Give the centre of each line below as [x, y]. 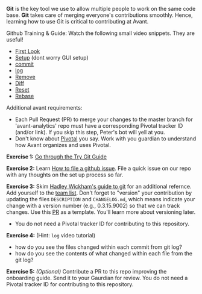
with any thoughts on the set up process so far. [65, 175]
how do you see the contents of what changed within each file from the [104, 253]
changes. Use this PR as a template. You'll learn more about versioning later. [101, 212]
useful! [15, 39]
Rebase [24, 96]
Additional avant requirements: [44, 108]
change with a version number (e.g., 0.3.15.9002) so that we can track [93, 205]
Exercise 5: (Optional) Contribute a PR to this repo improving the [87, 271]
